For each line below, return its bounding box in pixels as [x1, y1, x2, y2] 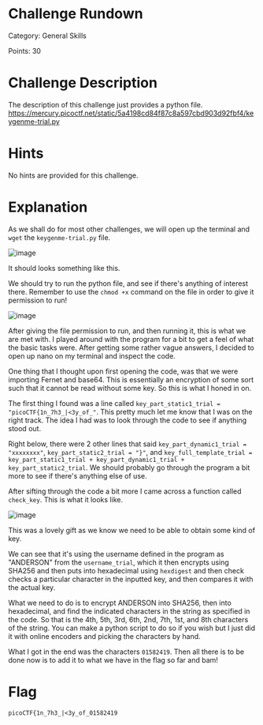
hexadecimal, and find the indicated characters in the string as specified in [8, 606, 250, 616]
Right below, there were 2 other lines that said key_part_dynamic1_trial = [8, 439, 247, 449]
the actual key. [8, 582, 56, 592]
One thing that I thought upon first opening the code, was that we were [8, 366, 239, 376]
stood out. [8, 423, 42, 433]
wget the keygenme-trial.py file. [8, 232, 111, 242]
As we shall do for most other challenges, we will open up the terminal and [8, 224, 250, 234]
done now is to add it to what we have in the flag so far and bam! [8, 655, 219, 664]
